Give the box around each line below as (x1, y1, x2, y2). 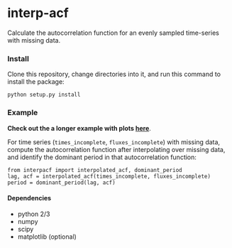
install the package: (7, 77, 65, 86)
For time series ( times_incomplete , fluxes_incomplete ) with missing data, (7, 137, 221, 146)
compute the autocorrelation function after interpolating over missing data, (7, 145, 226, 153)
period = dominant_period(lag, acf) (7, 179, 116, 186)
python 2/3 (17, 210, 50, 218)
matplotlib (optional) (17, 232, 77, 241)
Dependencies (7, 194, 52, 203)
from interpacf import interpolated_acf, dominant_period (7, 166, 182, 173)
